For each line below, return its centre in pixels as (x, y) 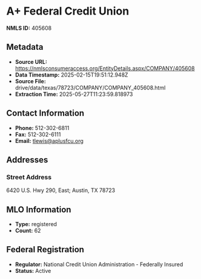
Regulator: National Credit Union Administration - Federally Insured (99, 264)
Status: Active (33, 270)
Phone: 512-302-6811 (42, 128)
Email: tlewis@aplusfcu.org (49, 140)
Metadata (25, 47)
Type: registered (36, 224)
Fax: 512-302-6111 (38, 134)
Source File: (31, 81)
